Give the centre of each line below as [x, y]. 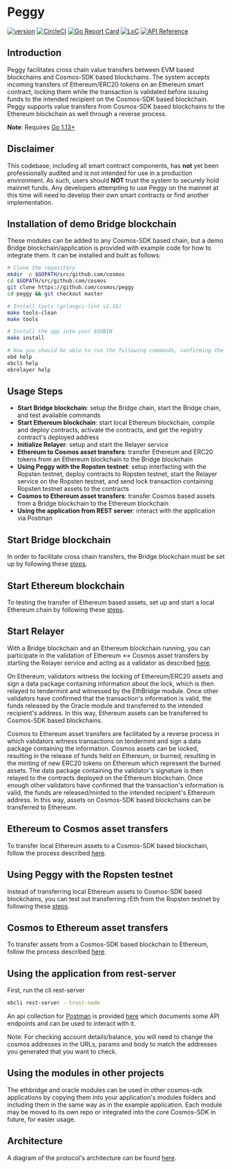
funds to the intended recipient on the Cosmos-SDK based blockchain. [108, 99]
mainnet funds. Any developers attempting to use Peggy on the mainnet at [113, 187]
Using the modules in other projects [86, 1073]
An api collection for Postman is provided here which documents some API [113, 1016]
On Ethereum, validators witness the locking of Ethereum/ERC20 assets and [115, 676]
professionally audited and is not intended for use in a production [100, 173]
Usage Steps [35, 392]
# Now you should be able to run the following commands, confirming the [116, 351]
